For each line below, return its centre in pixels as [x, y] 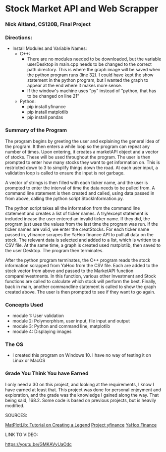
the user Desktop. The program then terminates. [55, 250]
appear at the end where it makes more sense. [75, 86]
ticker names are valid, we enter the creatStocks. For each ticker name [77, 229]
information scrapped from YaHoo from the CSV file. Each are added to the [82, 265]
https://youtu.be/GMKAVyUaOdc [38, 444]
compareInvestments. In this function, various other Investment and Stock [81, 276]
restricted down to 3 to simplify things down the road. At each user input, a [82, 167]
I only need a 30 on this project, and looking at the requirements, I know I [80, 384]
